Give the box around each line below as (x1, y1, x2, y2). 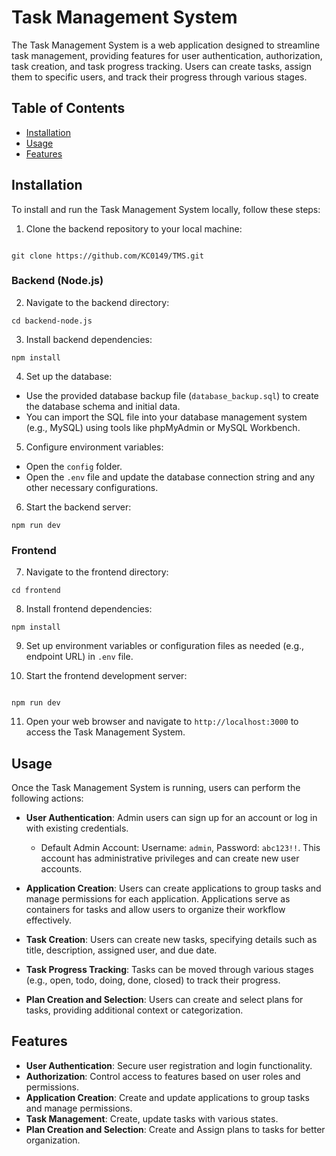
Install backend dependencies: (25, 333, 153, 345)
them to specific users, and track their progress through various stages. (11, 71, 308, 83)
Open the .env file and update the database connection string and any (25, 471, 316, 483)
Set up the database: (25, 370, 113, 382)
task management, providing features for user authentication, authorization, (11, 49, 323, 61)
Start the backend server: (25, 501, 132, 513)
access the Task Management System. (25, 726, 186, 738)
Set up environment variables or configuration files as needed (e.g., (25, 640, 305, 652)
